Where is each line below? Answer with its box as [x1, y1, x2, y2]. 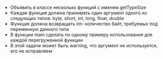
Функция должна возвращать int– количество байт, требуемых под [10, 21, 158, 27]
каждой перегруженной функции [10, 37, 83, 43]
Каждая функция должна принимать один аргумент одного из [10, 10, 147, 16]
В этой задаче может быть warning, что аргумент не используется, [10, 43, 158, 48]
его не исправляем [10, 48, 53, 54]
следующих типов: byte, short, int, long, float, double [10, 15, 124, 21]
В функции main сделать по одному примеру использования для [10, 32, 153, 37]
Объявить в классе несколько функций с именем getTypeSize [10, 5, 147, 10]
